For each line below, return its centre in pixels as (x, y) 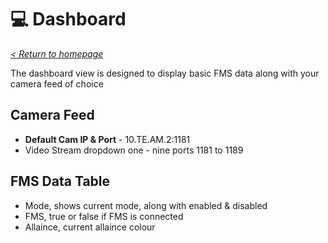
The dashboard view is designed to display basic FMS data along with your (165, 73)
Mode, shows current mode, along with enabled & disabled (146, 205)
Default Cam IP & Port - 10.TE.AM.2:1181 (107, 139)
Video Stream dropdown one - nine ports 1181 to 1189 (134, 150)
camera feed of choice (57, 83)
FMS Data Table (60, 181)
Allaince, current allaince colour (90, 227)
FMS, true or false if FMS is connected (104, 216)
